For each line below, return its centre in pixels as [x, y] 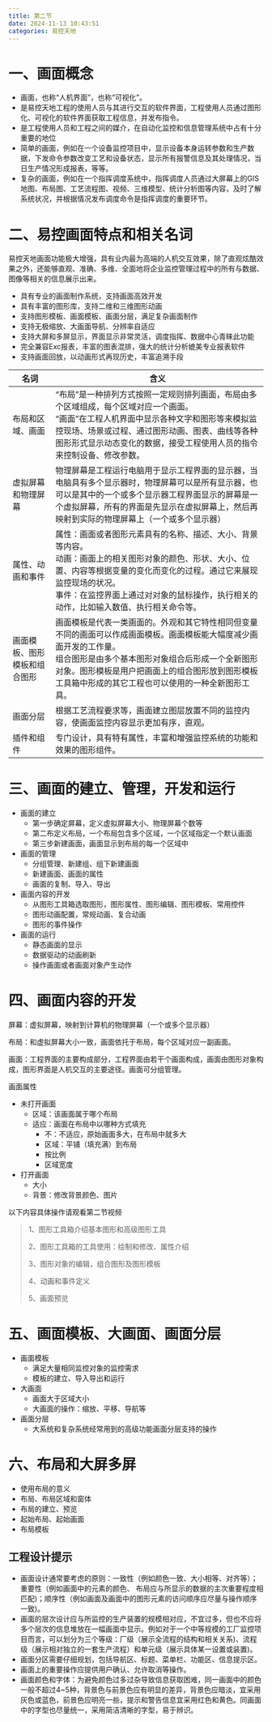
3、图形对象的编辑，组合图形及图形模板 [94, 1264]
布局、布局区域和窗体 [55, 1499]
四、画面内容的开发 [72, 1001]
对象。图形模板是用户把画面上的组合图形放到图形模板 [157, 671]
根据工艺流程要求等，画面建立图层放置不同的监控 [149, 711]
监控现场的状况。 [88, 583]
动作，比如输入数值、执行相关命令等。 [128, 607]
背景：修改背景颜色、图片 [75, 1195]
